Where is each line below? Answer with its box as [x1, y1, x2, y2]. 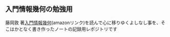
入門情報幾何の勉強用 [5, 5, 73, 14]
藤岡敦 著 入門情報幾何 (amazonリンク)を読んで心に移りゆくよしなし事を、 [5, 20, 161, 26]
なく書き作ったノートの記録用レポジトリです [23, 26, 118, 32]
